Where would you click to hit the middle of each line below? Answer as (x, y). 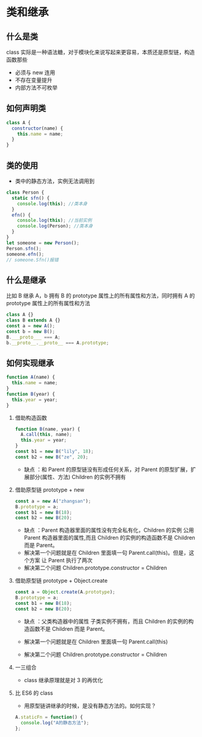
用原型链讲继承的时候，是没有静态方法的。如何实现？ (90, 706)
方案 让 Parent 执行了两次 (61, 560)
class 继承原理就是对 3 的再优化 (64, 680)
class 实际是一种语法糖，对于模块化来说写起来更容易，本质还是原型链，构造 (100, 52)
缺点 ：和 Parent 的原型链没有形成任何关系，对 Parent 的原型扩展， (107, 469)
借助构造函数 (31, 417)
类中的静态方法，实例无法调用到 (55, 181)
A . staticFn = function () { (49, 717)
